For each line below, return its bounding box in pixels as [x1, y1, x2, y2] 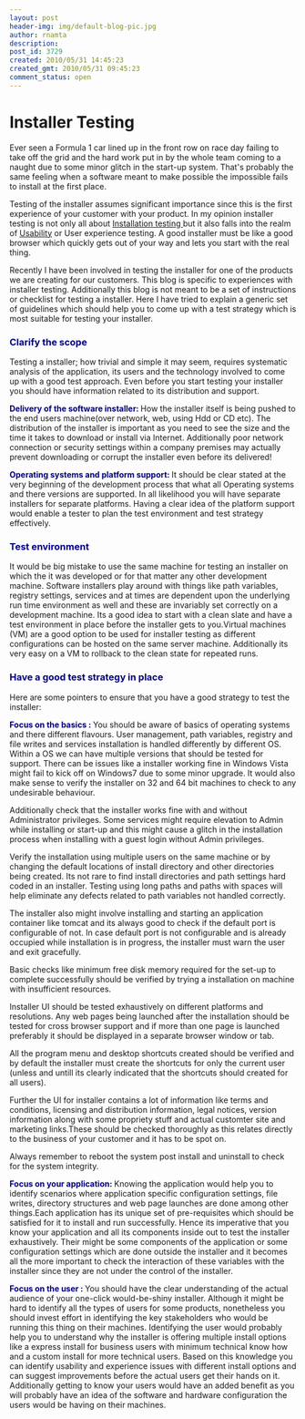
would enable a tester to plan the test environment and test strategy [9, 508, 264, 519]
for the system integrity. [9, 1160, 99, 1171]
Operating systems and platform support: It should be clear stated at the [9, 468, 287, 479]
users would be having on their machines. [9, 1399, 167, 1410]
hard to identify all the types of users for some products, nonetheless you [9, 1302, 285, 1313]
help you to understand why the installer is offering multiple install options [9, 1332, 287, 1342]
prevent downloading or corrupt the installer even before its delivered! [9, 451, 272, 462]
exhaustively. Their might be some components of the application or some [9, 1236, 289, 1247]
